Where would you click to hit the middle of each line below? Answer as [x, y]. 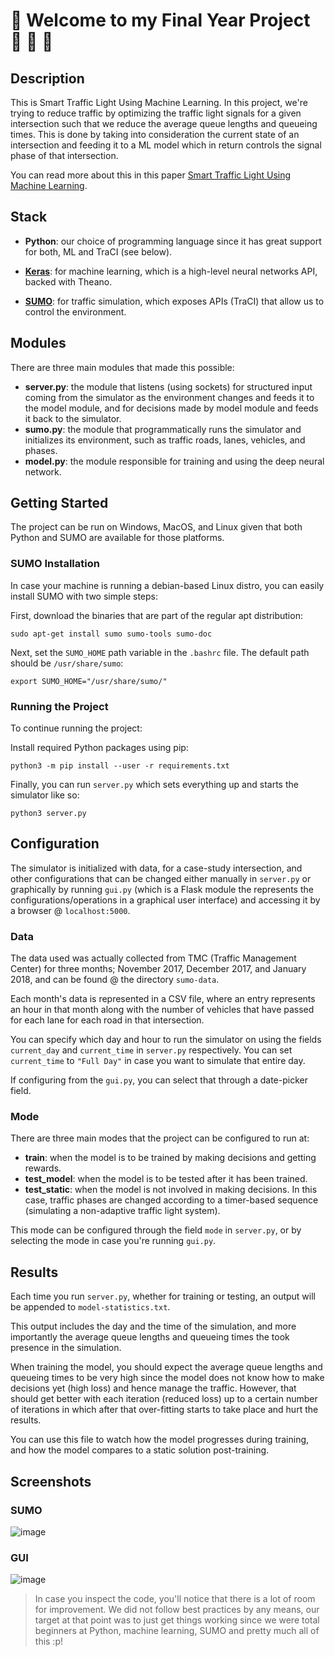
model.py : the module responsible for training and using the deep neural [174, 461]
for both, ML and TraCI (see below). [98, 251]
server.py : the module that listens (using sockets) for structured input [168, 386]
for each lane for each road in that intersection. [107, 1020]
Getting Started [59, 503]
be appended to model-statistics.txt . [90, 1307]
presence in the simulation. [66, 1348]
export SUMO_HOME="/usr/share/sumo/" [89, 681]
